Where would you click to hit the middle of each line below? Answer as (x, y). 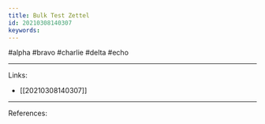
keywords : (24, 30)
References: (28, 113)
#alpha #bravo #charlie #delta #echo (68, 53)
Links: (18, 75)
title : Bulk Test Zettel (49, 15)
